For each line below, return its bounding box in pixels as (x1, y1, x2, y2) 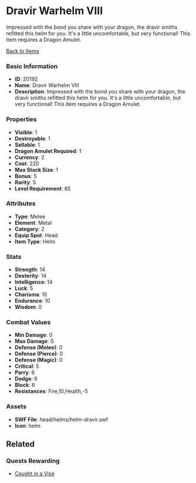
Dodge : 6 (14, 375, 38, 382)
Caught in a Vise (14, 470, 55, 477)
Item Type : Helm (14, 238, 56, 245)
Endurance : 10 (14, 297, 50, 304)
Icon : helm (14, 422, 41, 429)
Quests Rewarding (6, 457, 60, 465)
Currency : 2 (14, 154, 45, 161)
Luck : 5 (14, 285, 33, 292)
